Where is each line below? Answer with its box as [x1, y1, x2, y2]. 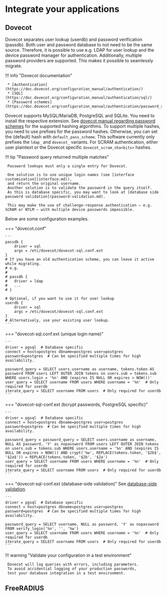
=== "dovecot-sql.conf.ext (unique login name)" [5, 331, 104, 337]
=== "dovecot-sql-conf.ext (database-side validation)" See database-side [5, 481, 158, 487]
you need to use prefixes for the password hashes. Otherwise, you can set [5, 128, 158, 134]
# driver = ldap [5, 279, 43, 284]
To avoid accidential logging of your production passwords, [7, 566, 137, 571]
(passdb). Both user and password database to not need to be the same [5, 42, 153, 48]
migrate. [5, 63, 22, 69]
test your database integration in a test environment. [7, 571, 126, 576]
